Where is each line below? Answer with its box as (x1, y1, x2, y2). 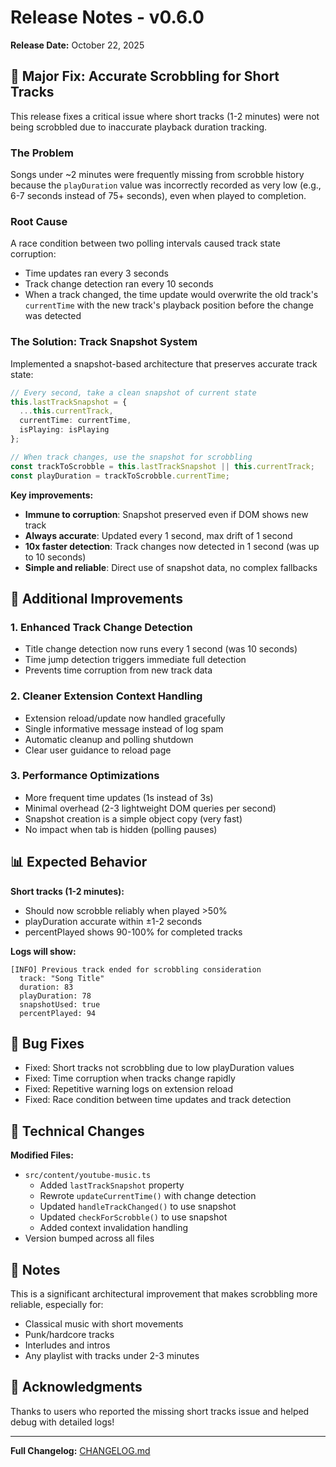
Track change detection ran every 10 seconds (24, 278, 214, 290)
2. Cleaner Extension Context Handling (10, 689, 203, 703)
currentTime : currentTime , (19, 416, 132, 426)
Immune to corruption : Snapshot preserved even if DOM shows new (24, 508, 309, 520)
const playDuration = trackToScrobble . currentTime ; (10, 471, 230, 481)
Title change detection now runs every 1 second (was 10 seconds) (24, 643, 298, 655)
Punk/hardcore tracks (24, 1329, 115, 1341)
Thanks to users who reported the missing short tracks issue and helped (10, 1405, 310, 1417)
